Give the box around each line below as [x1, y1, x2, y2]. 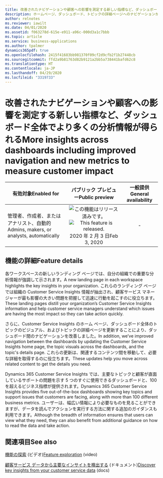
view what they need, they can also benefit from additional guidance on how [5, 417, 158, 423]
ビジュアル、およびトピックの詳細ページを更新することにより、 [21, 327, 149, 333]
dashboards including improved [5, 145, 136, 156]
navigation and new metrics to [5, 155, 130, 166]
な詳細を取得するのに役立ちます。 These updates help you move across [5, 355, 148, 361]
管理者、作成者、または [7, 212, 62, 219]
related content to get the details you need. [5, 361, 91, 367]
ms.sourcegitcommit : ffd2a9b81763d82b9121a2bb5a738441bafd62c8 [5, 57, 136, 62]
